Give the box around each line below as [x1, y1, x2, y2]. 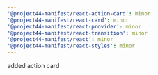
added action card [7, 62, 60, 69]
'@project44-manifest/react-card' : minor [7, 17, 129, 24]
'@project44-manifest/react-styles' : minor [7, 42, 136, 49]
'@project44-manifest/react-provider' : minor [7, 23, 141, 30]
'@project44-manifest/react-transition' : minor [7, 29, 148, 37]
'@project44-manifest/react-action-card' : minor [7, 10, 151, 17]
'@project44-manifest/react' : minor [7, 36, 113, 43]
